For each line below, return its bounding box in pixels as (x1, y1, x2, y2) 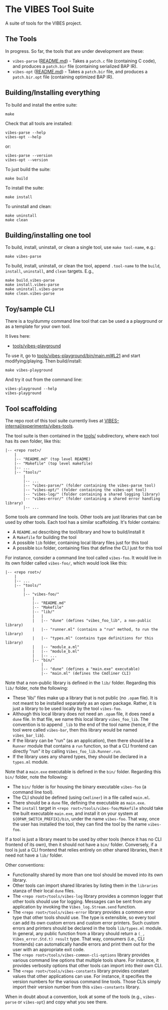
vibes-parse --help (5, 130, 46, 135)
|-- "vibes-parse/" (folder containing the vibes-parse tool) (23, 483, 156, 488)
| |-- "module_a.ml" (32, 645, 80, 650)
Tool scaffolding (5, 404, 57, 413)
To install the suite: (5, 185, 44, 191)
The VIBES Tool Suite (5, 4, 94, 15)
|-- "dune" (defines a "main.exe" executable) (41, 667, 140, 672)
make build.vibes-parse (5, 278, 55, 283)
